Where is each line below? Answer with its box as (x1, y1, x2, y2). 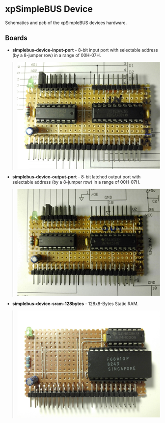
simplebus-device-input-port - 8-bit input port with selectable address (12, 47, 158, 53)
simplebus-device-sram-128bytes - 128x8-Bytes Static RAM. (12, 301, 139, 307)
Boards (5, 34, 28, 42)
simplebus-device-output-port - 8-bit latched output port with (12, 173, 141, 180)
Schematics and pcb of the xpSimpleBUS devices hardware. (5, 20, 127, 26)
